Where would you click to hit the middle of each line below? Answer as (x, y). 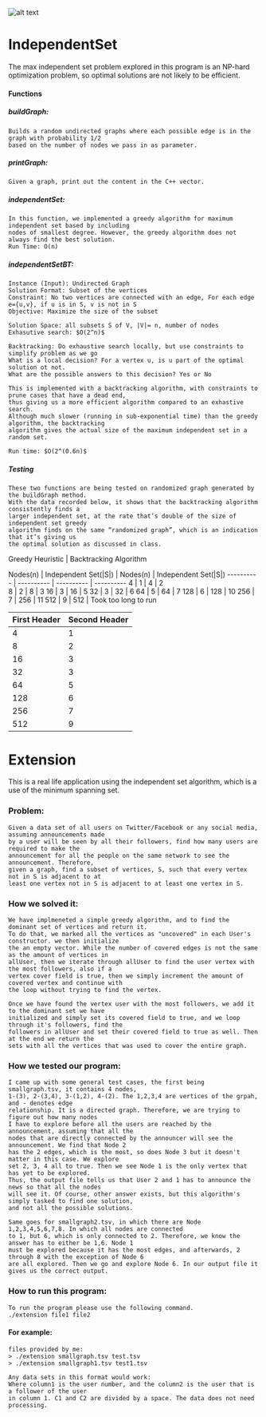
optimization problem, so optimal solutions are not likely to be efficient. (124, 75)
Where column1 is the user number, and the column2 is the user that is (131, 1384)
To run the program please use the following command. (101, 1308)
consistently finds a (44, 510)
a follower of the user (48, 1391)
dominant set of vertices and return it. (78, 927)
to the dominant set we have (57, 1010)
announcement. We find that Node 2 (67, 1145)
